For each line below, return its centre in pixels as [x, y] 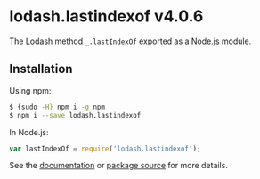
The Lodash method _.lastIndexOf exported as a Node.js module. [130, 41]
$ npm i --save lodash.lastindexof [75, 115]
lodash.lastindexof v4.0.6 [106, 16]
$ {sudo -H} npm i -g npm [57, 107]
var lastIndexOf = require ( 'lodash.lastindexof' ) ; [105, 149]
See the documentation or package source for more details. [119, 166]
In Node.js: [29, 132]
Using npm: [30, 90]
